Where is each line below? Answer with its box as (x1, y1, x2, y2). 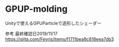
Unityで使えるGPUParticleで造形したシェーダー (5, 20, 102, 26)
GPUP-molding (5, 3, 68, 15)
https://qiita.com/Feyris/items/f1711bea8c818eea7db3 (5, 36, 114, 42)
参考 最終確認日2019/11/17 (5, 30, 58, 36)
